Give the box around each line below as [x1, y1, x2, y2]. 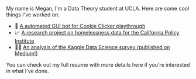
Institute [14, 37, 35, 44]
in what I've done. [6, 67, 49, 74]
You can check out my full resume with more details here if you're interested [6, 61, 190, 68]
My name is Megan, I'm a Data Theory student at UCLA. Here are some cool [6, 5, 190, 12]
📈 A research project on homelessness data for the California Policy [14, 29, 180, 36]
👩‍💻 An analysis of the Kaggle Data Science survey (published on [14, 44, 170, 50]
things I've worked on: [6, 11, 60, 18]
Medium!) [14, 50, 38, 57]
